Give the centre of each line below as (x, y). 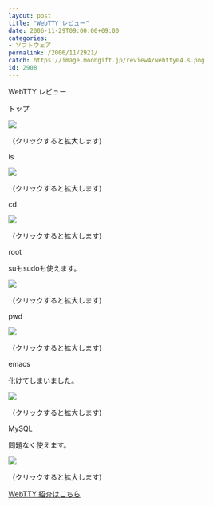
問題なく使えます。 (39, 444)
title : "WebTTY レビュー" (49, 23)
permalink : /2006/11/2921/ (53, 53)
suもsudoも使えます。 (45, 268)
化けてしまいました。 (43, 380)
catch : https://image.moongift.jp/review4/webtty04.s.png (106, 61)
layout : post (30, 16)
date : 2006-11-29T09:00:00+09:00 (64, 30)
